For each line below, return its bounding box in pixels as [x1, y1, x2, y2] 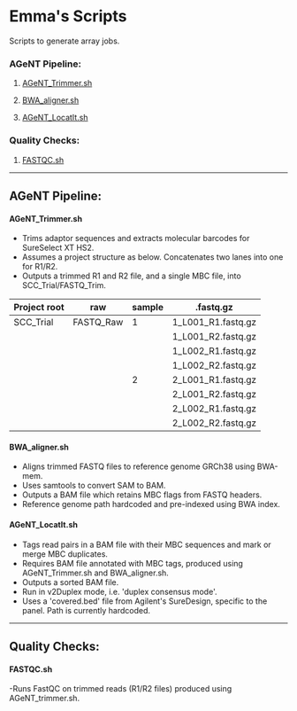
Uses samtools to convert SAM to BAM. [21, 481, 166, 491]
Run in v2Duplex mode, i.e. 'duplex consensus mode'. [21, 586, 217, 597]
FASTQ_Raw [72, 316, 124, 329]
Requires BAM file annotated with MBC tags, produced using [21, 558, 243, 568]
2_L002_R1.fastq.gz [171, 402, 257, 415]
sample [132, 301, 164, 314]
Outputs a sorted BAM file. [21, 576, 119, 587]
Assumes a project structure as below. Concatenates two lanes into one [21, 252, 284, 262]
